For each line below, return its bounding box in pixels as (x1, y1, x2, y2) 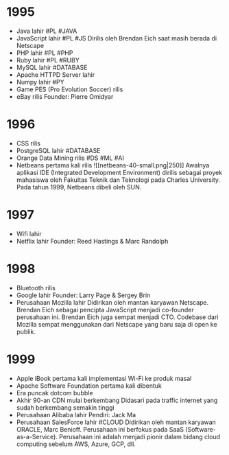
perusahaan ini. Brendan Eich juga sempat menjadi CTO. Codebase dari (16, 313, 219, 321)
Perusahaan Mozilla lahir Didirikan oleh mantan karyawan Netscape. (16, 298, 209, 306)
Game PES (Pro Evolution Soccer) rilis (16, 85, 123, 93)
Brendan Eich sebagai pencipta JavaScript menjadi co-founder (16, 305, 194, 314)
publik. (16, 327, 36, 336)
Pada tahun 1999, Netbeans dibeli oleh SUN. (16, 183, 142, 191)
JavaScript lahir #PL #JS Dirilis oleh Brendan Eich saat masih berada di (16, 34, 217, 42)
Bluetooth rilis (16, 283, 56, 292)
